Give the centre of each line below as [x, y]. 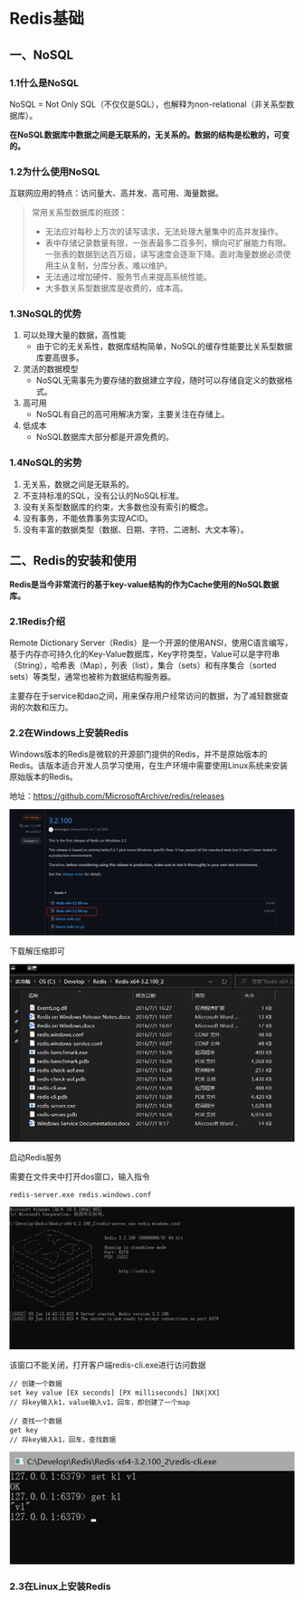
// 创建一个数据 [36, 1384]
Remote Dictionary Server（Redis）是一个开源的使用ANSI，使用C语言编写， [151, 643]
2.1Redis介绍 [38, 621]
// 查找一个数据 [36, 1422]
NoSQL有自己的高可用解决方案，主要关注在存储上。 [133, 414]
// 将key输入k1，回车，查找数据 [63, 1440]
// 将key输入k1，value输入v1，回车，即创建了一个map [100, 1403]
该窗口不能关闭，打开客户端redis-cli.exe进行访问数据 [108, 1365]
